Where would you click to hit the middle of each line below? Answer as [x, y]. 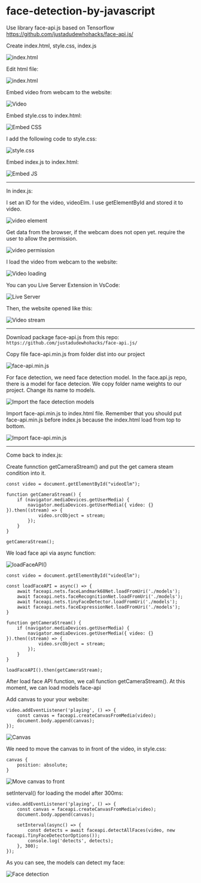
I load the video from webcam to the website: [62, 262]
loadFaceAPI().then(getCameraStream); [54, 670]
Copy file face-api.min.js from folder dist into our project [76, 354]
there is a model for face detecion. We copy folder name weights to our [94, 384]
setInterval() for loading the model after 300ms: [65, 793]
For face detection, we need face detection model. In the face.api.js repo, [97, 377]
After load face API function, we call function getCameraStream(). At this [96, 681]
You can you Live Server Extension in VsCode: [63, 285]
